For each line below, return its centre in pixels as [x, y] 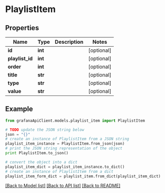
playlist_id [20, 59]
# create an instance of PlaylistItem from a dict [59, 171]
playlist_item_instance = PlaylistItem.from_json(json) [65, 144]
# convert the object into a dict [42, 162]
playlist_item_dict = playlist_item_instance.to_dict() [65, 167]
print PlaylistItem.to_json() [37, 153]
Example [19, 109]
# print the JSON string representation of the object [64, 149]
